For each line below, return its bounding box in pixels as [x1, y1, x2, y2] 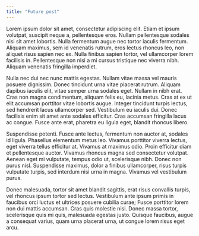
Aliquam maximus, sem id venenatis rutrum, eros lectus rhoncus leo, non [6, 44, 185, 51]
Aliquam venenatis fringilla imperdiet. [6, 63, 97, 70]
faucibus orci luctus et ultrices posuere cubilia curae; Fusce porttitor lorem [6, 199, 189, 206]
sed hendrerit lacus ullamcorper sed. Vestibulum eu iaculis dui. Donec [6, 106, 178, 113]
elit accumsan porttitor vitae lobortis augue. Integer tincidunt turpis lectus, [6, 99, 188, 107]
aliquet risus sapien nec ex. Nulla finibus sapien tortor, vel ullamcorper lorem [6, 50, 194, 57]
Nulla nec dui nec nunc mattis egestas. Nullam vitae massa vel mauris [6, 74, 177, 81]
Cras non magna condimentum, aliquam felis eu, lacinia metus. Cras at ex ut [6, 93, 192, 100]
